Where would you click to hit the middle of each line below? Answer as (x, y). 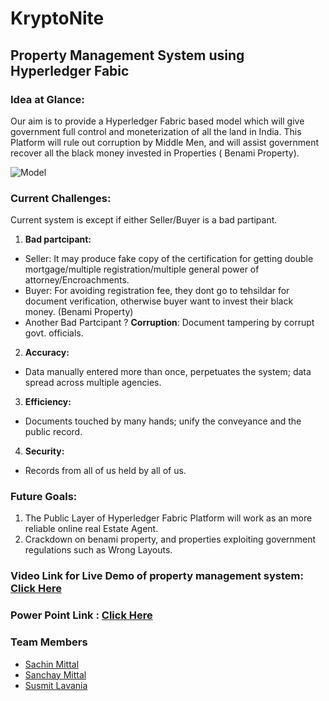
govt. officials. (54, 333)
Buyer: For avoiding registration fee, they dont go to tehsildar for (157, 291)
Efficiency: (48, 402)
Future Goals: (44, 497)
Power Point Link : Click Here (81, 615)
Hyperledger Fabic (70, 70)
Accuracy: (47, 353)
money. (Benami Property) (79, 312)
